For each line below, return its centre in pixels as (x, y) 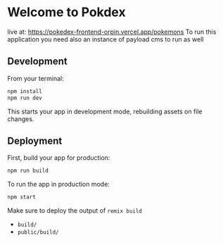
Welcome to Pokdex (66, 12)
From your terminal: (36, 78)
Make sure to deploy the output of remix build (75, 211)
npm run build (28, 171)
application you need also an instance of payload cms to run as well (106, 39)
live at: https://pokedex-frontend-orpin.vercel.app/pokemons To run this (112, 32)
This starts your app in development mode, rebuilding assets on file (105, 111)
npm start (22, 197)
